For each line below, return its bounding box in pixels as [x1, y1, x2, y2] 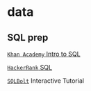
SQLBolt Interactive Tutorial [7, 77, 85, 85]
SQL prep [7, 32, 49, 43]
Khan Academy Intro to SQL [7, 50, 81, 58]
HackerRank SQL [7, 63, 53, 71]
